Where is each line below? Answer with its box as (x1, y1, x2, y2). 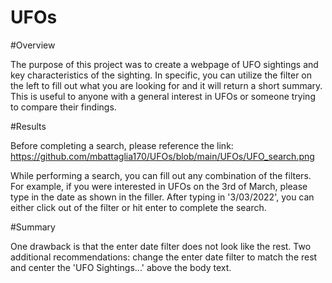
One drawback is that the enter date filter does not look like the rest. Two (10, 240, 312, 252)
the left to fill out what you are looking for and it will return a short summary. (10, 79, 323, 91)
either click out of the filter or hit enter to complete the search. (10, 201, 267, 213)
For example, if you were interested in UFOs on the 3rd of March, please (10, 180, 308, 192)
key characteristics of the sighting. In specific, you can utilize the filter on (10, 69, 313, 81)
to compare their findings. (10, 101, 117, 113)
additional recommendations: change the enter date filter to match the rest (10, 251, 318, 263)
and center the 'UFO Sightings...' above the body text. (10, 261, 232, 273)
